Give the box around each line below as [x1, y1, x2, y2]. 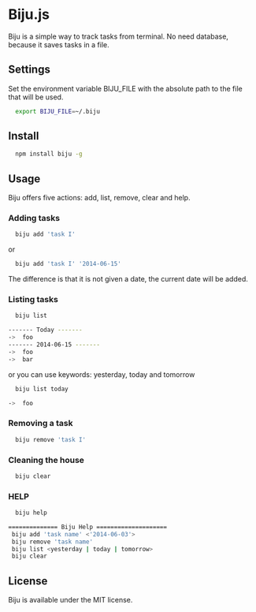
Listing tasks [8, 294, 59, 305]
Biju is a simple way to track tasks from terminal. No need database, [8, 32, 228, 41]
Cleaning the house [8, 454, 85, 465]
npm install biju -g [15, 150, 83, 159]
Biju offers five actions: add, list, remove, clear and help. [8, 193, 191, 203]
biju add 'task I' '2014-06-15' [15, 260, 122, 268]
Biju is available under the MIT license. [8, 595, 133, 605]
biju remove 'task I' [15, 435, 87, 443]
